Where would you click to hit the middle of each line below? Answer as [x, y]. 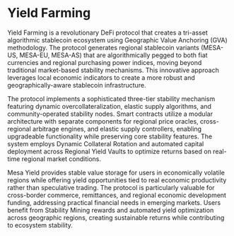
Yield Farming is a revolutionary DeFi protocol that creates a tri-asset [107, 33]
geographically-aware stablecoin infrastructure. [77, 85]
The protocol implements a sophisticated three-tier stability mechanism [111, 99]
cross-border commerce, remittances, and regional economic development [117, 195]
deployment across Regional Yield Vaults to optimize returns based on [110, 151]
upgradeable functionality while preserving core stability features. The [110, 136]
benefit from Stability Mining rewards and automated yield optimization [111, 210]
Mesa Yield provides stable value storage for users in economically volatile [116, 172]
